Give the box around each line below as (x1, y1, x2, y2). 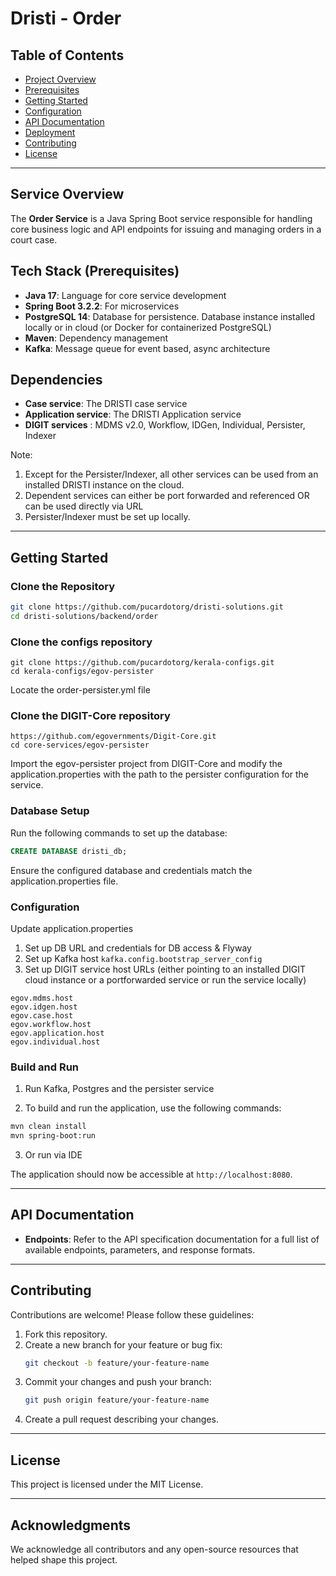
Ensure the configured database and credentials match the (10, 864, 253, 876)
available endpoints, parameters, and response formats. (24, 1243, 256, 1256)
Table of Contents (10, 47, 125, 64)
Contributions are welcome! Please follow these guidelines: (10, 1308, 255, 1321)
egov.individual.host (10, 1037, 101, 1047)
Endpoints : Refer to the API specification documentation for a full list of (24, 1233, 320, 1245)
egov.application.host (10, 1028, 105, 1038)
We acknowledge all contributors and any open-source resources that (10, 1543, 299, 1555)
